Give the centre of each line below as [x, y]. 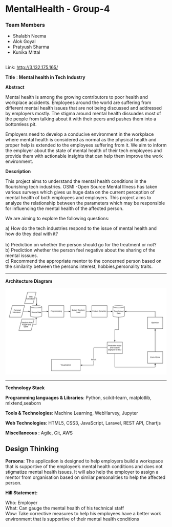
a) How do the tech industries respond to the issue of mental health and [81, 228]
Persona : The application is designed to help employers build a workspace [84, 461]
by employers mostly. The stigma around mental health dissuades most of [83, 113]
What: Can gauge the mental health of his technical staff [65, 508]
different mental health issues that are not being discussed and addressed [84, 108]
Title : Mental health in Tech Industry [45, 77]
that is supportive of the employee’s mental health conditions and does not [84, 467]
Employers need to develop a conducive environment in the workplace [80, 134]
